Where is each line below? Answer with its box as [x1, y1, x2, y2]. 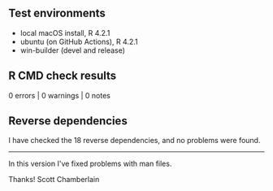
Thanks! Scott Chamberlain [8, 175, 100, 184]
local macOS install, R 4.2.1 [19, 28, 110, 37]
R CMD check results [8, 69, 117, 83]
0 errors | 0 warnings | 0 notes [8, 90, 111, 100]
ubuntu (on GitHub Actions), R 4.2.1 [19, 37, 138, 46]
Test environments [8, 7, 106, 20]
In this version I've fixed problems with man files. [8, 158, 172, 169]
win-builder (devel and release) [19, 45, 126, 55]
